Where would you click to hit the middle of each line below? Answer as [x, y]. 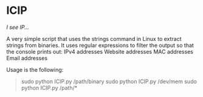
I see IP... [18, 27]
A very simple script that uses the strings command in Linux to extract [94, 39]
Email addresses [27, 58]
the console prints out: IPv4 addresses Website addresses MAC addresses [100, 51]
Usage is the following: [35, 69]
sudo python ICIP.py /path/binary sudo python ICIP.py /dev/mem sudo [109, 81]
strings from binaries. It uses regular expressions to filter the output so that [100, 45]
